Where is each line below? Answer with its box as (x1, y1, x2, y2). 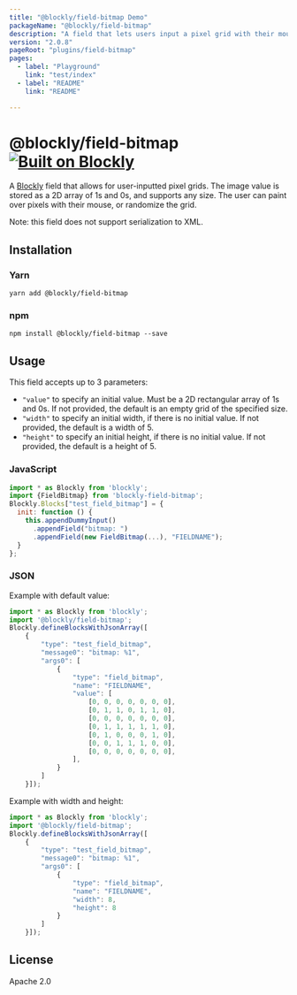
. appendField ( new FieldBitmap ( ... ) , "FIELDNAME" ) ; (32, 532, 224, 541)
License (9, 953, 54, 968)
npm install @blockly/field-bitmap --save (9, 329, 168, 339)
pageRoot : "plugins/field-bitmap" (9, 46, 137, 55)
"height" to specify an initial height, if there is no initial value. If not (21, 432, 266, 442)
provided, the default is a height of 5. (21, 441, 157, 452)
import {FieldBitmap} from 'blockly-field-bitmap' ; (9, 492, 203, 501)
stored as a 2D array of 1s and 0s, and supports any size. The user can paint (9, 190, 287, 201)
